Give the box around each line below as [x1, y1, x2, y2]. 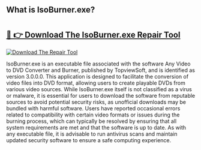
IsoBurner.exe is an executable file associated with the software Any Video [6, 60, 191, 67]
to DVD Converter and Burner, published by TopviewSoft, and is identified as [6, 67, 195, 74]
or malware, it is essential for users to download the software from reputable [6, 92, 196, 99]
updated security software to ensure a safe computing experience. [6, 137, 172, 143]
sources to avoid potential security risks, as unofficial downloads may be [6, 98, 186, 106]
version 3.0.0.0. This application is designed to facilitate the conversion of [6, 73, 189, 80]
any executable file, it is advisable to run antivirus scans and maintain [6, 130, 178, 137]
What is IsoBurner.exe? [6, 5, 95, 15]
